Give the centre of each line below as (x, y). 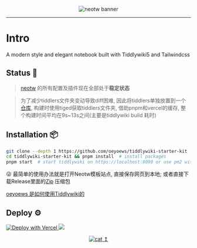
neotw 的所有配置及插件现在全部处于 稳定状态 (75, 88)
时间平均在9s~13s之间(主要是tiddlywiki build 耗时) (96, 115)
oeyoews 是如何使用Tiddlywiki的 (45, 194)
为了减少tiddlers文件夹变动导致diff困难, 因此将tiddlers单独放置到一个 (103, 100)
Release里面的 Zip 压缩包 (40, 182)
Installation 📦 (32, 135)
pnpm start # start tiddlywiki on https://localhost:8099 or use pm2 (94, 162)
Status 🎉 (22, 73)
